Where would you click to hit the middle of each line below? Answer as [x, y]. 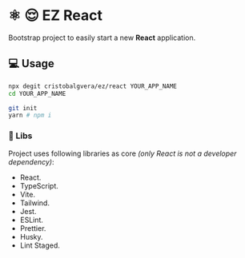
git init [23, 108]
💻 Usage [31, 64]
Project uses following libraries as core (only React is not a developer [122, 153]
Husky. [31, 236]
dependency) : [31, 161]
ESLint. [32, 220]
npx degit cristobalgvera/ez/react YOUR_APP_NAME [93, 86]
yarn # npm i [30, 115]
